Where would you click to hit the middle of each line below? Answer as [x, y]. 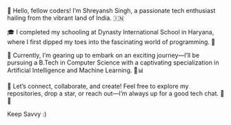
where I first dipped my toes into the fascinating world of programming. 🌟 [111, 42]
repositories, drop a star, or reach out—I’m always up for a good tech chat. [113, 93]
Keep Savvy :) [27, 114]
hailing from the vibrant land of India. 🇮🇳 [66, 18]
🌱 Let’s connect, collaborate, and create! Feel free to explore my [98, 86]
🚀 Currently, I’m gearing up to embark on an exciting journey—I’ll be [103, 55]
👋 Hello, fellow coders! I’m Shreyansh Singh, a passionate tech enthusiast [111, 11]
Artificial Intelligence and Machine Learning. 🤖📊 [76, 70]
